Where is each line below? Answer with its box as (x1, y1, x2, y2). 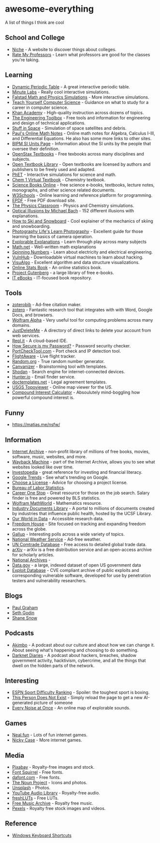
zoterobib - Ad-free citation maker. (12, 302, 82, 308)
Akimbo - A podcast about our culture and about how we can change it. (12, 642, 155, 648)
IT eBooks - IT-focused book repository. (12, 275, 92, 280)
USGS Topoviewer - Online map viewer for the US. (12, 384, 113, 390)
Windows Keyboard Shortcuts (12, 832, 72, 838)
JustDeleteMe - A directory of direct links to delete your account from (12, 327, 151, 333)
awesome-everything (5, 3, 94, 15)
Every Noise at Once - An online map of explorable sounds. (12, 705, 131, 711)
